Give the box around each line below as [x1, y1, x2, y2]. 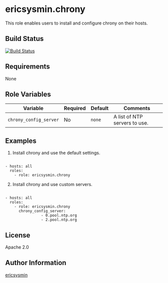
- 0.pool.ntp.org [40, 213, 77, 218]
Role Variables [5, 90, 51, 98]
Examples [5, 136, 36, 145]
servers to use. [113, 119, 148, 126]
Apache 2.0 [5, 244, 29, 250]
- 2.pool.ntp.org [40, 217, 77, 222]
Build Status [5, 34, 44, 43]
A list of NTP [113, 113, 143, 120]
